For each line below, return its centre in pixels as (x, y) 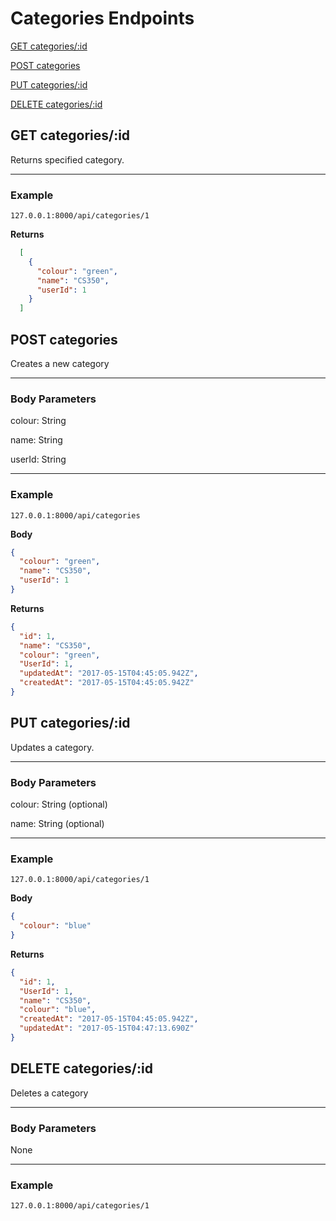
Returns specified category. (67, 159)
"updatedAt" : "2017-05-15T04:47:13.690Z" (107, 1028)
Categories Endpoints (102, 18)
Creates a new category (60, 363)
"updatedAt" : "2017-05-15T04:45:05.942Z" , (109, 673)
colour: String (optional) (59, 804)
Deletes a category (49, 1093)
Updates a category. (52, 747)
